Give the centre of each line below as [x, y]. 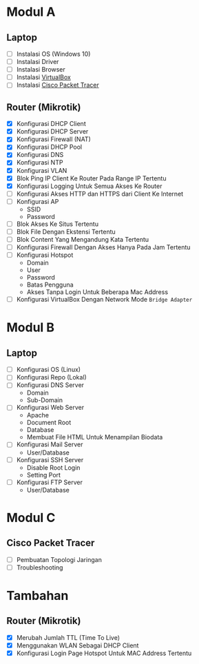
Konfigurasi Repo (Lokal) [51, 377]
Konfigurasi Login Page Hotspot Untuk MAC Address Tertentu [104, 653]
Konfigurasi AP [38, 201]
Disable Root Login [53, 467]
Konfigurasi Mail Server [50, 444]
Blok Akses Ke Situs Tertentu [57, 224]
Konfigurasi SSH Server [50, 459]
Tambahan [38, 595]
